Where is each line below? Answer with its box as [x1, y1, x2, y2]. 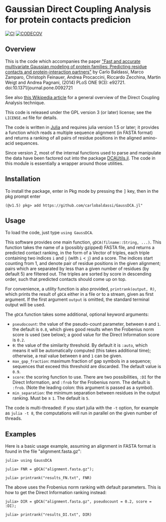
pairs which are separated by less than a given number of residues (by [5, 265, 150, 272]
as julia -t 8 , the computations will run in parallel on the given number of [5, 410, 158, 416]
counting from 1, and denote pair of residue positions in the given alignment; [5, 261, 161, 266]
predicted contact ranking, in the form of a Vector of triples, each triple [5, 250, 150, 256]
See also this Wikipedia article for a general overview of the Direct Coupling [5, 94, 160, 100]
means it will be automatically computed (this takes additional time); [12, 348, 151, 354]
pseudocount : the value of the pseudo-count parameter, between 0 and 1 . [12, 321, 161, 327]
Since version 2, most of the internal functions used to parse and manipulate [5, 149, 162, 155]
